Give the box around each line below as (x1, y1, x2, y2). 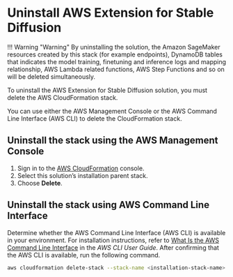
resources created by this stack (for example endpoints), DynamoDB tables (7, 50, 223, 59)
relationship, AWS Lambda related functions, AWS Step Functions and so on (7, 65, 225, 73)
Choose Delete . (17, 179, 63, 187)
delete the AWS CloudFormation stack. (7, 93, 118, 102)
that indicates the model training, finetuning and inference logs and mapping (7, 57, 227, 66)
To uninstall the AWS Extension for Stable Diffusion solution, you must (7, 86, 207, 94)
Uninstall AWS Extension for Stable (7, 5, 214, 21)
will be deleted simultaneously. (7, 72, 96, 81)
